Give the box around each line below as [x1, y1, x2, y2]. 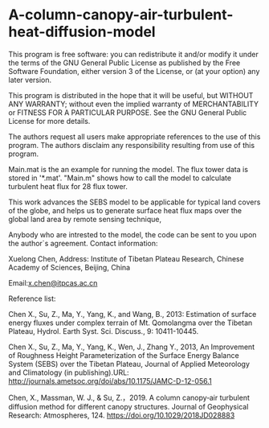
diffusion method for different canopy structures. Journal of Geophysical [8, 401, 249, 411]
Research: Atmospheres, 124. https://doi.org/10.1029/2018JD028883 [8, 410, 235, 420]
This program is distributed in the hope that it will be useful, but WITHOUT [8, 90, 254, 100]
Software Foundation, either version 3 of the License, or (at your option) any [8, 66, 260, 76]
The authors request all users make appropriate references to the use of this [8, 131, 261, 142]
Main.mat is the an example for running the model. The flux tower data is [8, 164, 249, 174]
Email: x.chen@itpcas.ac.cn [8, 278, 98, 287]
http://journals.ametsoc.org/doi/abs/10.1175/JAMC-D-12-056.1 [8, 376, 212, 385]
